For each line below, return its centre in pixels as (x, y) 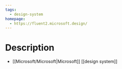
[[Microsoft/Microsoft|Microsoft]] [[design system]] (65, 62)
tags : (11, 10)
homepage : (15, 19)
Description (30, 48)
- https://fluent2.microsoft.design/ (49, 23)
